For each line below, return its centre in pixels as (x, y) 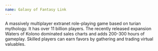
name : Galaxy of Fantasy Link (36, 9)
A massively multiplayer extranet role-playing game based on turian (73, 23)
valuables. (15, 44)
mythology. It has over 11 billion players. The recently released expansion (78, 28)
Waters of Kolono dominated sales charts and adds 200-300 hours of (75, 34)
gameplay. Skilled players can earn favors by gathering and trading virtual (79, 39)
